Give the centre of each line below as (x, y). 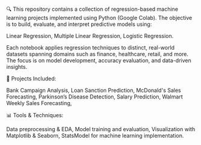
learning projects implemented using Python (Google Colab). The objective (99, 18)
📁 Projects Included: (31, 79)
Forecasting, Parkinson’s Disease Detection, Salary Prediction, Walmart (94, 97)
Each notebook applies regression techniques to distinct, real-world (91, 47)
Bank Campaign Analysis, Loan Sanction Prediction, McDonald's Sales (94, 90)
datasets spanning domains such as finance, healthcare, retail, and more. (97, 54)
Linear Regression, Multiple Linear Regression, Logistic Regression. (90, 36)
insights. (17, 67)
